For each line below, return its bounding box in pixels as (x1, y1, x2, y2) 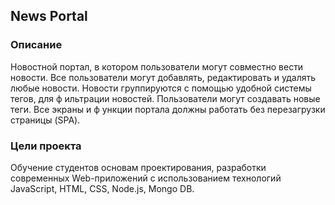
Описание (10, 38, 63, 52)
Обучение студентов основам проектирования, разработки (10, 161, 267, 173)
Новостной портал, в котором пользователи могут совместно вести (10, 60, 304, 73)
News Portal (10, 8, 88, 25)
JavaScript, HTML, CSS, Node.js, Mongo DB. (10, 182, 195, 194)
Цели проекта (10, 139, 82, 153)
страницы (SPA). (10, 114, 81, 126)
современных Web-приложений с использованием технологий (10, 172, 282, 184)
